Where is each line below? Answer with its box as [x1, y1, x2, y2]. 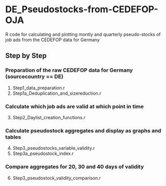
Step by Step [5, 51, 47, 60]
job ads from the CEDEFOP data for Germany [5, 37, 100, 43]
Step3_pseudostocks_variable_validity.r [12, 145, 95, 151]
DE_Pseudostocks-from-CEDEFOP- [5, 4, 158, 15]
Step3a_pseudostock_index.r [12, 150, 74, 156]
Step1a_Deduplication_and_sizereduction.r [12, 90, 101, 96]
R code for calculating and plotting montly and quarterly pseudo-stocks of [5, 31, 161, 37]
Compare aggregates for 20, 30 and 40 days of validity [5, 163, 144, 170]
